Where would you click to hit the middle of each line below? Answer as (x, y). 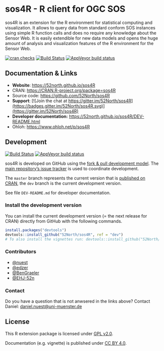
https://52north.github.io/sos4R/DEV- (107, 116)
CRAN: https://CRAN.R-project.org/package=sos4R (64, 90)
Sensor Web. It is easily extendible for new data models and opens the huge (82, 38)
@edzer (20, 267)
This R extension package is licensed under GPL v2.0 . (59, 333)
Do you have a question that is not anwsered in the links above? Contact (78, 301)
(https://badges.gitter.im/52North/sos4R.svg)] (58, 106)
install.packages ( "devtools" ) (36, 230)
